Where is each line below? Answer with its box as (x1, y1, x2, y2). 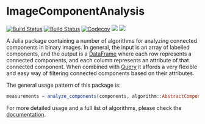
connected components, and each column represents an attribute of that (6, 56, 189, 64)
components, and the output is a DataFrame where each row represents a (6, 50, 192, 57)
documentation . (6, 111, 46, 118)
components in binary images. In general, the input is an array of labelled (6, 43, 190, 51)
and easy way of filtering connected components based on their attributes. (6, 69, 195, 77)
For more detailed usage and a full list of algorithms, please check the (6, 104, 182, 111)
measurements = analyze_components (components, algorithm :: (6, 93, 163, 99)
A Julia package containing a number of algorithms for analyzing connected (6, 37, 197, 44)
